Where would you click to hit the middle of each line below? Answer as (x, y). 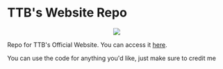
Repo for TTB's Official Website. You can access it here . (88, 45)
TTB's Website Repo (67, 13)
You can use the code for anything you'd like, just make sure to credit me (112, 58)
